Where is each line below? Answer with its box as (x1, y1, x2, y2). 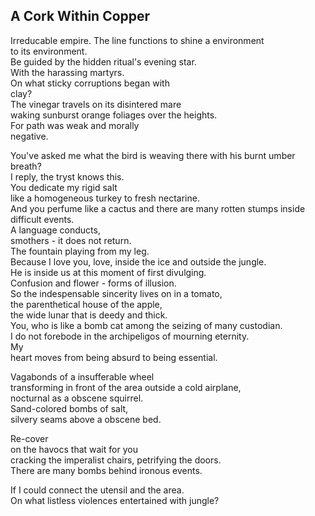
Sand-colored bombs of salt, (10, 402, 129, 414)
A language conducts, (10, 224, 101, 236)
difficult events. (10, 213, 75, 225)
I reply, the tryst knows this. (10, 170, 125, 183)
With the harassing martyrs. (10, 66, 125, 78)
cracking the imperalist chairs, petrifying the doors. (10, 454, 222, 466)
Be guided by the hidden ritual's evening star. (10, 55, 197, 68)
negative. (10, 130, 49, 142)
